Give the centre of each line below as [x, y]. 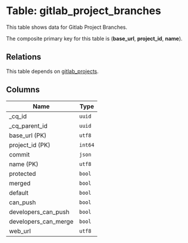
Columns [23, 90]
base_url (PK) [28, 135]
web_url [20, 231]
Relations [24, 57]
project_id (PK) [30, 145]
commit [19, 154]
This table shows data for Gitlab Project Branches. [67, 27]
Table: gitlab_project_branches [84, 11]
